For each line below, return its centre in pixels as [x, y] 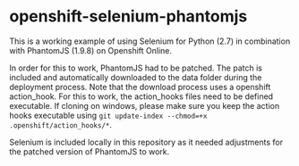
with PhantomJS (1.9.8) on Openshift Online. [91, 50]
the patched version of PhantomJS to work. [90, 151]
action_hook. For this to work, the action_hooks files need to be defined [141, 96]
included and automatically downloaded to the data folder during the [136, 77]
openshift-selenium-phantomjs [128, 17]
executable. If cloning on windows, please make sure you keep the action [145, 105]
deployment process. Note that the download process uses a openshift [140, 87]
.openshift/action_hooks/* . [61, 124]
